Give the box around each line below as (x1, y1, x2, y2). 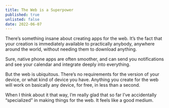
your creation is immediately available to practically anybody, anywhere (5, 41, 155, 47)
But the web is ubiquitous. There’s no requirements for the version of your (5, 71, 160, 78)
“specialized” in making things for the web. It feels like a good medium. (5, 97, 154, 103)
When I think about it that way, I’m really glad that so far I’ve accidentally (5, 92, 157, 98)
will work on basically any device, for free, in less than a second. (5, 82, 141, 88)
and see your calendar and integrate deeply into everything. (5, 61, 130, 67)
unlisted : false (5, 17, 40, 22)
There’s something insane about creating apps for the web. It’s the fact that (5, 35, 162, 42)
